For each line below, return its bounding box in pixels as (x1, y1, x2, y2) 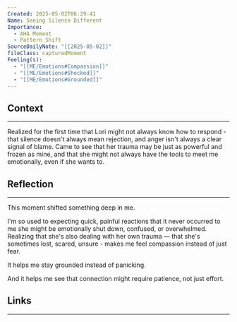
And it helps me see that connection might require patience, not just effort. (7, 275, 224, 282)
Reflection (7, 178, 54, 190)
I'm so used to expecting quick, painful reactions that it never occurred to (7, 217, 221, 225)
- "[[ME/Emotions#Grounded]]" (13, 76, 102, 83)
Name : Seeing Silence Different (7, 17, 102, 24)
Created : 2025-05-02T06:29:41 (7, 10, 97, 18)
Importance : (7, 23, 42, 30)
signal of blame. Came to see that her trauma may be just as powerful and (7, 143, 222, 151)
